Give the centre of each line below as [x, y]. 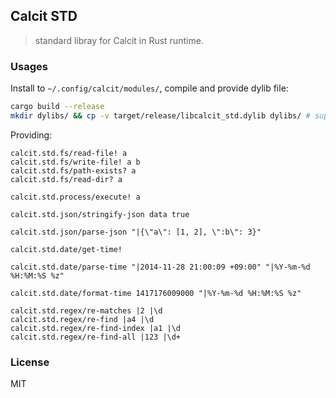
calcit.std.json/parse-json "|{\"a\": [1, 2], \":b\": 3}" [136, 232]
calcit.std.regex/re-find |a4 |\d [82, 319]
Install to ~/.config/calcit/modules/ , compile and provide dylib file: [149, 88]
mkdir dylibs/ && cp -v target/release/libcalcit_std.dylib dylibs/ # [160, 115]
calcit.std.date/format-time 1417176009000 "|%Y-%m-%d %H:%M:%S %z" [156, 293]
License [30, 362]
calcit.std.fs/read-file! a [69, 153]
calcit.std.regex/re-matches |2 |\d [86, 310]
